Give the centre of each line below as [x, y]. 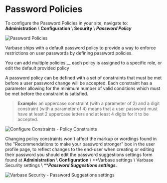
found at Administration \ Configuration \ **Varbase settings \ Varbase [79, 160]
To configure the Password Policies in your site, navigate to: [67, 23]
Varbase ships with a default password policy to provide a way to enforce [81, 47]
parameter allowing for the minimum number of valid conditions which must [83, 88]
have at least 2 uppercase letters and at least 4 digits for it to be [83, 114]
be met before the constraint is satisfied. [47, 93]
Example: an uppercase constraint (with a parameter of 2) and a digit [88, 103]
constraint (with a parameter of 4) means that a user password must [87, 108]
